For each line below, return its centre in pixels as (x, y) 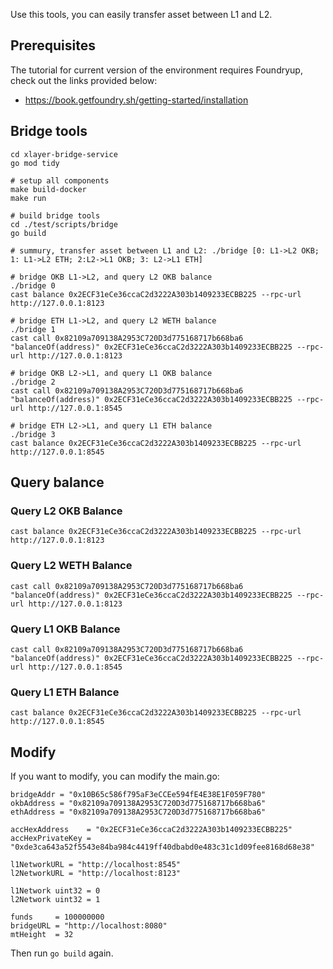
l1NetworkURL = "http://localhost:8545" (96, 865)
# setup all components (60, 180)
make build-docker (48, 189)
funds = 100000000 (57, 917)
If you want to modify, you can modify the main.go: (115, 776)
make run (28, 198)
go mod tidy (35, 163)
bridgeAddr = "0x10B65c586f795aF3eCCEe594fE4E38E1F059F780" (138, 795)
